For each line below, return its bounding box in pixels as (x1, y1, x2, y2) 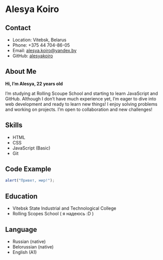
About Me (5, 67, 36, 76)
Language (5, 225, 37, 234)
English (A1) (12, 249, 37, 255)
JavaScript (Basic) (12, 145, 50, 151)
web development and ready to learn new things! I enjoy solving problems (5, 101, 157, 107)
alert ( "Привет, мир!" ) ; (5, 178, 55, 183)
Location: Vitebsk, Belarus (12, 37, 66, 43)
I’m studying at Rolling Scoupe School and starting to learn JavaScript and (5, 90, 158, 96)
